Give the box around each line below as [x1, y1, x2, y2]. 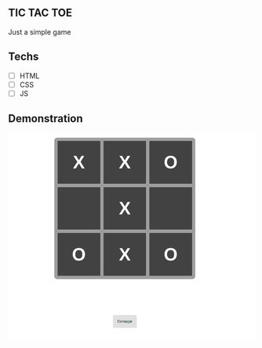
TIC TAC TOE [8, 6, 73, 20]
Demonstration [8, 112, 84, 125]
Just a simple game [8, 27, 71, 36]
